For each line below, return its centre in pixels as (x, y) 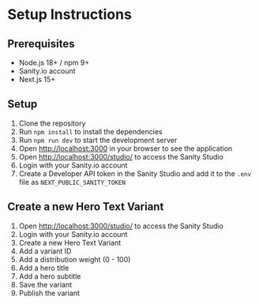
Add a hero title (44, 268)
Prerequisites (41, 44)
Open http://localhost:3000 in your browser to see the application (126, 148)
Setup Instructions (69, 15)
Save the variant (45, 284)
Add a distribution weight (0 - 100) (75, 259)
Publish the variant (49, 293)
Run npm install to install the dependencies (90, 131)
